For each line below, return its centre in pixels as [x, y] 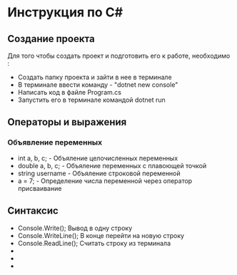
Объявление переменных [55, 142]
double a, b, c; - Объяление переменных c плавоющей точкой [112, 165]
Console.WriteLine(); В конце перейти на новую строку [101, 235]
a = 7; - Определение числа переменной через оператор [105, 181]
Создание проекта [51, 39]
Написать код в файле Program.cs [69, 92]
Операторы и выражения [67, 122]
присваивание [40, 188]
